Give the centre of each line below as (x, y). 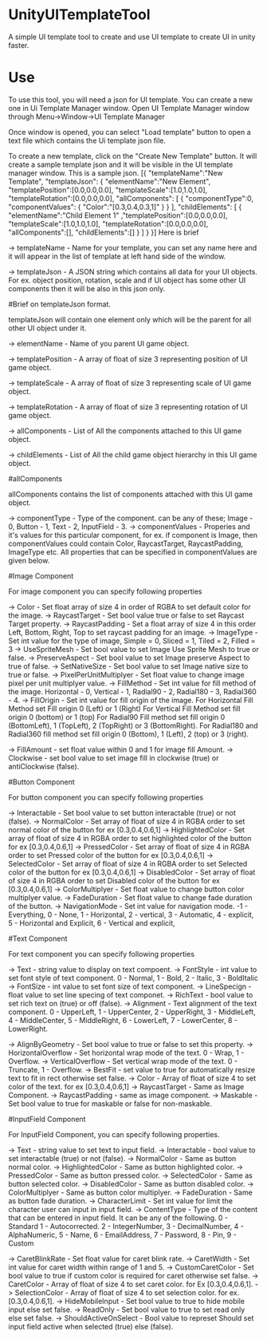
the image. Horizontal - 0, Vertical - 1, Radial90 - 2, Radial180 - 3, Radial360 (132, 691)
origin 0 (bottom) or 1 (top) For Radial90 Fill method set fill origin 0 (117, 717)
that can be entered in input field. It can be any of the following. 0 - (118, 1218)
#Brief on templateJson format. (60, 304)
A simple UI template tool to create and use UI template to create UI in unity (132, 37)
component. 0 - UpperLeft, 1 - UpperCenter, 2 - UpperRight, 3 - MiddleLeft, (132, 1012)
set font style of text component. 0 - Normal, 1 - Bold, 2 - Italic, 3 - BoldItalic (133, 978)
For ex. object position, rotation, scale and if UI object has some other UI (127, 280)
